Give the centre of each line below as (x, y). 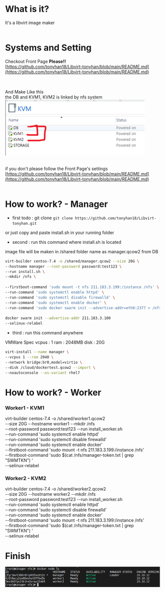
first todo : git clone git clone (42, 218)
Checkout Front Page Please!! (36, 61)
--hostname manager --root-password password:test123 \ (63, 266)
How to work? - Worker (53, 392)
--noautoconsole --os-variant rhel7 (42, 373)
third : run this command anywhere (48, 333)
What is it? (27, 9)
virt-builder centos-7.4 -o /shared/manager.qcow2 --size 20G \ (72, 261)
